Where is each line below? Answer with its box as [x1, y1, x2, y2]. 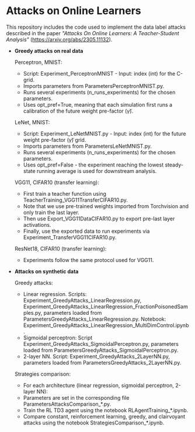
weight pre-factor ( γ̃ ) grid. [23, 136, 86, 143]
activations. [23, 221, 51, 228]
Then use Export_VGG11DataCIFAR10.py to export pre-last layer [23, 215, 175, 222]
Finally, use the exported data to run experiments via [23, 227, 150, 234]
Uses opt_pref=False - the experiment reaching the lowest [23, 161, 164, 168]
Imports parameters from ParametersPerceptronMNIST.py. [23, 82, 165, 89]
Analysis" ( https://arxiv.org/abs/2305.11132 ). [6, 36, 113, 43]
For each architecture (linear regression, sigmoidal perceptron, [23, 382, 174, 389]
